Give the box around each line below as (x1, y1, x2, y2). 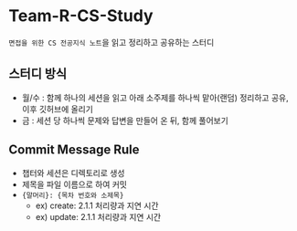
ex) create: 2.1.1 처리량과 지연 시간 (35, 200, 159, 211)
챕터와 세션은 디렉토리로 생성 (21, 167, 125, 178)
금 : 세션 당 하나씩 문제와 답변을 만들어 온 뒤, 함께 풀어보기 (21, 115, 229, 126)
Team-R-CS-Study (8, 5, 154, 26)
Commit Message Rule (8, 142, 140, 158)
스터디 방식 (8, 66, 68, 82)
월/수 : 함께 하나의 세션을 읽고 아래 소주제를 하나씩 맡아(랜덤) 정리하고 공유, (21, 92, 289, 103)
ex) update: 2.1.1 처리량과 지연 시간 (35, 211, 162, 222)
